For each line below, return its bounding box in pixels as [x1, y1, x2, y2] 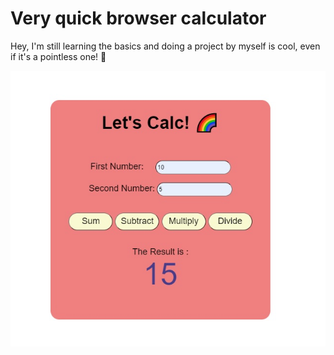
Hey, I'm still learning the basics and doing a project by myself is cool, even [10, 40, 321, 52]
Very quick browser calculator [10, 7, 267, 30]
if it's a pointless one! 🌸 [10, 50, 107, 62]
